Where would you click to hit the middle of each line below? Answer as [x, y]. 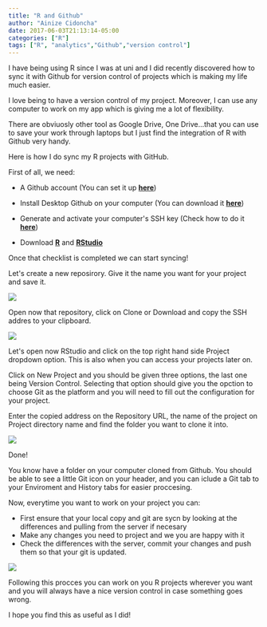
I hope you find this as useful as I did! [70, 615]
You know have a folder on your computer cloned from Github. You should [130, 471]
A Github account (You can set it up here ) [88, 187]
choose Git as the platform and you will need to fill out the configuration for [132, 392]
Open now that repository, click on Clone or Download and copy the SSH [128, 313]
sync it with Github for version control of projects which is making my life [128, 77]
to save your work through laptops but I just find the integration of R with [128, 133]
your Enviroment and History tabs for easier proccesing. [100, 487]
